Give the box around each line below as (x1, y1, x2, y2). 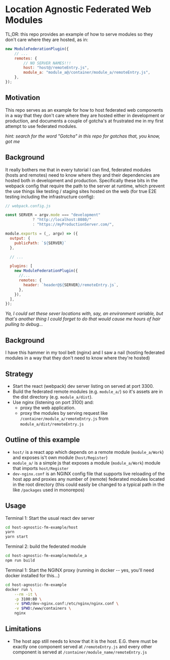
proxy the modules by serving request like (20, 410, 108, 416)
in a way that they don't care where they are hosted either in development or (5, 112, 165, 118)
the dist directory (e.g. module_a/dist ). (12, 393, 93, 400)
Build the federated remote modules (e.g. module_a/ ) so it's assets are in (12, 388, 163, 394)
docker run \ (5, 587, 33, 592)
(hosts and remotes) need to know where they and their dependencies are (5, 172, 160, 178)
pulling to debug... (5, 321, 43, 327)
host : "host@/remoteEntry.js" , (23, 65, 90, 71)
